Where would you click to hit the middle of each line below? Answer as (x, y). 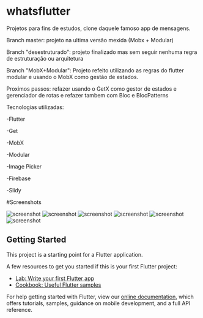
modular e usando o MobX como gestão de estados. (72, 77)
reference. (19, 309)
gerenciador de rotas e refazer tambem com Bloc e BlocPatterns (87, 95)
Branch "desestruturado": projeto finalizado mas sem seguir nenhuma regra (102, 52)
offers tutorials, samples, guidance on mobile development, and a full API (98, 303)
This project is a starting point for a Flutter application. (75, 254)
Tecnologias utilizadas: (35, 107)
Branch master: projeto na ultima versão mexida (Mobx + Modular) (90, 40)
